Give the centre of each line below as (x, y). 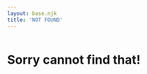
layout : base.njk (32, 13)
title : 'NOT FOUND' (35, 20)
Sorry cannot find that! (74, 60)
